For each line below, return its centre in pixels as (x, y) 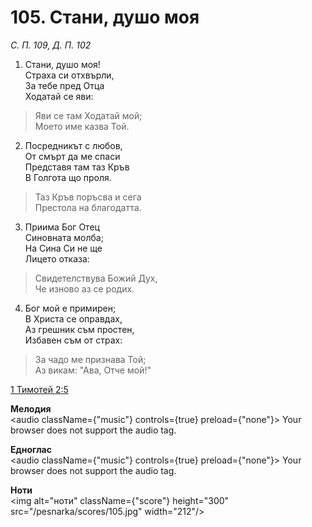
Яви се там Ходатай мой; (88, 115)
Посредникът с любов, (73, 145)
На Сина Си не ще (63, 248)
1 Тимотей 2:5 (39, 389)
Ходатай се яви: (59, 96)
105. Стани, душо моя (105, 17)
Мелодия (31, 408)
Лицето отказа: (57, 258)
